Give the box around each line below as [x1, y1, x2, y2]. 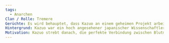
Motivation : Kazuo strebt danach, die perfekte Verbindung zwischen [5, 30, 152, 35]
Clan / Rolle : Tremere [5, 16, 53, 21]
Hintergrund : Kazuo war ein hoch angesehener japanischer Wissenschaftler [5, 26, 165, 31]
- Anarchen [10, 12, 33, 17]
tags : [5, 7, 17, 12]
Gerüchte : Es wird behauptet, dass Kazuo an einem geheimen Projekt [5, 21, 152, 26]
